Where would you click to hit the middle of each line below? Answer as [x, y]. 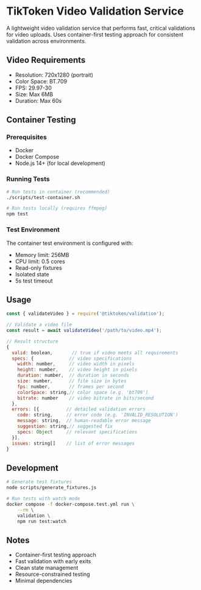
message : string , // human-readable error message [84, 421]
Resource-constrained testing [52, 574]
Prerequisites [26, 137]
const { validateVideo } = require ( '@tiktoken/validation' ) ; [86, 314]
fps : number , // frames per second [70, 387]
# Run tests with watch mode [43, 499]
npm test [17, 214]
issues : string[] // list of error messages [73, 443]
